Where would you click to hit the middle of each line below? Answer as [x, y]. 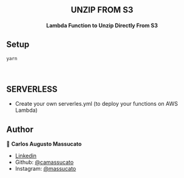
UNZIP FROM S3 [102, 10]
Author [20, 129]
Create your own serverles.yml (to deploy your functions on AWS [96, 104]
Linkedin [26, 156]
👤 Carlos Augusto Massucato [44, 144]
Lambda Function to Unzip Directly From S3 [102, 25]
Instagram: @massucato [46, 169]
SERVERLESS [32, 90]
